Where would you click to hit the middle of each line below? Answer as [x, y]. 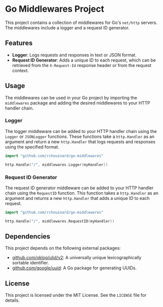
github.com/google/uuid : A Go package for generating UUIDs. [74, 268]
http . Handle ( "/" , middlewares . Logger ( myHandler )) [57, 165]
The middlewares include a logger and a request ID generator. [67, 27]
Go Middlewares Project [55, 9]
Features [19, 43]
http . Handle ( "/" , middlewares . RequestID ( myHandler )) [60, 221]
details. [12, 300]
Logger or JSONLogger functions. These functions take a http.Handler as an [80, 136]
